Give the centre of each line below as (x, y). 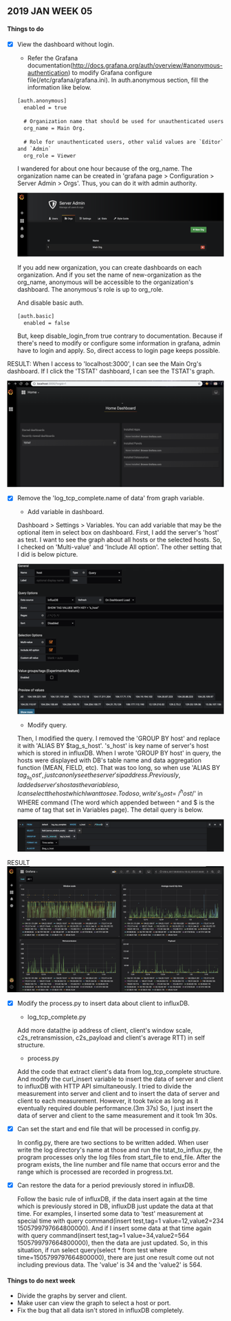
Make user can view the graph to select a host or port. (94, 1303)
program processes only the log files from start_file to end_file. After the (119, 1157)
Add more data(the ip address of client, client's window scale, (104, 1030)
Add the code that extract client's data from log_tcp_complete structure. (119, 1071)
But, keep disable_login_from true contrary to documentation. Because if (120, 336)
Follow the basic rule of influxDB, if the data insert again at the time (112, 1199)
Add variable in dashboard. (66, 512)
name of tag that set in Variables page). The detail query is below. (110, 809)
